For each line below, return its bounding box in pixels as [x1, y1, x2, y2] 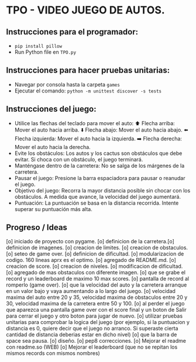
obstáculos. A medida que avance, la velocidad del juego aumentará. [14, 193, 181, 200]
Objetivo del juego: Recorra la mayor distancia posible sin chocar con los [14, 187, 191, 194]
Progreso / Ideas [6, 223, 67, 233]
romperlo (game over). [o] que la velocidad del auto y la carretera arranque [6, 281, 187, 288]
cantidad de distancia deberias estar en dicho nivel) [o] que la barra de [6, 331, 177, 338]
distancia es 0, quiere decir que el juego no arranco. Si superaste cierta [6, 325, 178, 332]
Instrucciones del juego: [6, 104, 97, 114]
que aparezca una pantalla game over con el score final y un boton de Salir [6, 306, 187, 313]
